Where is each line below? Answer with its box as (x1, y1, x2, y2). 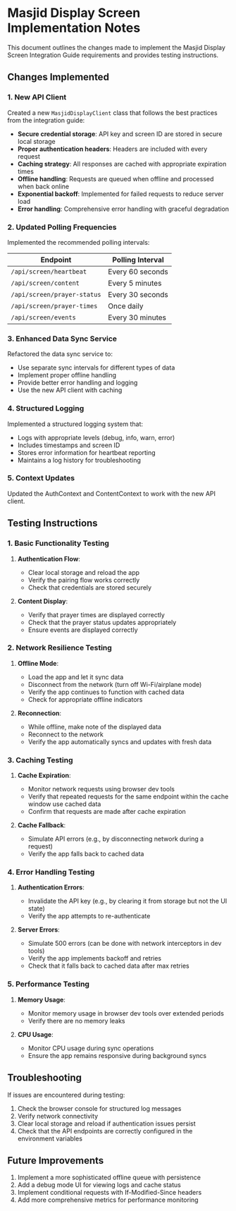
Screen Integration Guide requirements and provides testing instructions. (7, 51, 219, 59)
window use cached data (27, 800, 101, 808)
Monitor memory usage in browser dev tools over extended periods (27, 1009, 224, 1017)
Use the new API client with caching (17, 386, 123, 394)
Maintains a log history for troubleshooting (17, 456, 141, 464)
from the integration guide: (7, 116, 85, 124)
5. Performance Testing (7, 979, 90, 989)
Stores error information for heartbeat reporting (17, 448, 156, 456)
